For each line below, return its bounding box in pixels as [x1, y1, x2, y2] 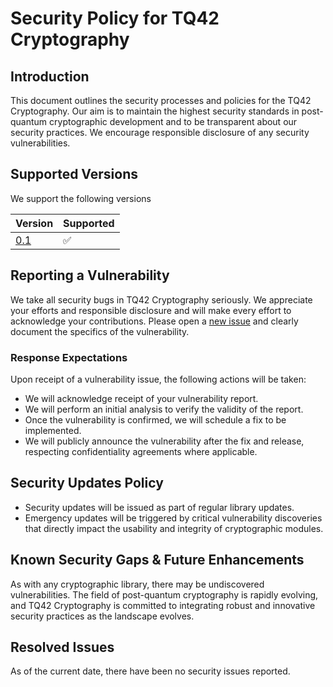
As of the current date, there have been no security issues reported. [10, 665, 291, 677]
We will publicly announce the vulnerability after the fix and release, [24, 435, 305, 447]
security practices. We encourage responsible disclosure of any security [10, 127, 310, 138]
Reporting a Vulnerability [10, 267, 170, 284]
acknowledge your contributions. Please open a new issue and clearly [10, 315, 299, 327]
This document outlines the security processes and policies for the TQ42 [10, 95, 312, 106]
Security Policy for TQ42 [10, 7, 220, 30]
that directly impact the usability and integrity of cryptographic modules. [24, 522, 324, 534]
